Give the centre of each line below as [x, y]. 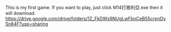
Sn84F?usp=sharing [27, 24]
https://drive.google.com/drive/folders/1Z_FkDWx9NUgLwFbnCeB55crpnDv [86, 19]
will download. [20, 13]
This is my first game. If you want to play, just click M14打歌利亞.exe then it [84, 7]
